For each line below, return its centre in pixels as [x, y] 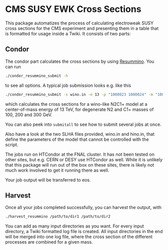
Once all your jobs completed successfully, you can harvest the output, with [83, 208]
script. [12, 144]
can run [13, 66]
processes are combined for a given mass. [49, 242]
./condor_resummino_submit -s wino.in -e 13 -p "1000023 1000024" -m [79, 94]
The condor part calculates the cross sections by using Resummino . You [80, 61]
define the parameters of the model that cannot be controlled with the [77, 139]
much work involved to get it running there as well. [57, 170]
